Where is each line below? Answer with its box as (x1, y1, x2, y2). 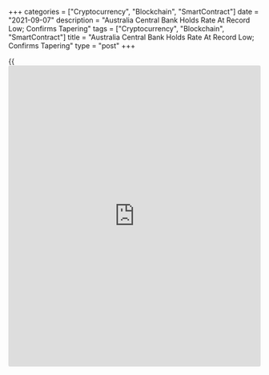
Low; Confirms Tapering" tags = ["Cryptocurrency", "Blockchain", (8, 24, 225, 33)
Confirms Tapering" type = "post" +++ (8, 41, 136, 51)
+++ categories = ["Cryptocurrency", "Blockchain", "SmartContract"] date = (8, 7, 259, 16)
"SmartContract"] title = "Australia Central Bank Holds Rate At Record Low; (8, 32, 255, 42)
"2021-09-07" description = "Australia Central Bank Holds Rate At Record (8, 15, 251, 25)
